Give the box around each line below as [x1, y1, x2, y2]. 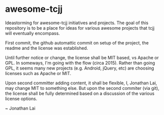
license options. [5, 95, 37, 102]
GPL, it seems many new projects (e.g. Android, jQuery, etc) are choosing [5, 65, 154, 71]
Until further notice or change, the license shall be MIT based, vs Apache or [5, 54, 159, 60]
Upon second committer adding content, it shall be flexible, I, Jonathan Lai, [5, 80, 158, 86]
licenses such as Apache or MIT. [5, 70, 71, 76]
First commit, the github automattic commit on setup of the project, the [5, 39, 149, 45]
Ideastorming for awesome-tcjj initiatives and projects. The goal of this [5, 20, 149, 26]
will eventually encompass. [5, 30, 60, 36]
